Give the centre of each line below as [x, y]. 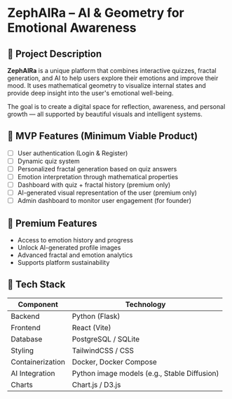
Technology [145, 304]
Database [27, 339]
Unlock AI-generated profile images [69, 248]
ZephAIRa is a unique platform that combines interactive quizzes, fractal [112, 71]
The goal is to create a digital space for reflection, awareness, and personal [116, 106]
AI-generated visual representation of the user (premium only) [107, 193]
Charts [22, 384]
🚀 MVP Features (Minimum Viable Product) [103, 136]
